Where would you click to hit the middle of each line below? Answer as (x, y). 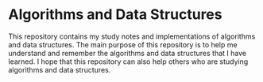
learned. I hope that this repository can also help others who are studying (128, 61)
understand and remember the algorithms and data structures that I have (128, 53)
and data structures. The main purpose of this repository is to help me (123, 44)
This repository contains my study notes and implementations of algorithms (132, 36)
